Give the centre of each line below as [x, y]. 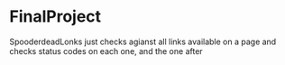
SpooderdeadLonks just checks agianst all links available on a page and [143, 42]
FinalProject [55, 17]
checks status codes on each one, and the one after [106, 51]
